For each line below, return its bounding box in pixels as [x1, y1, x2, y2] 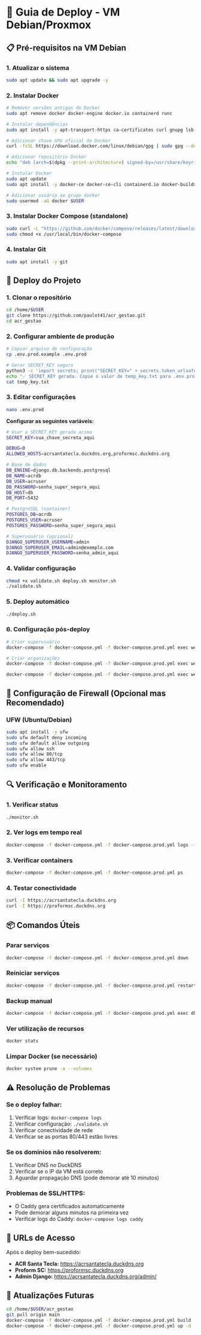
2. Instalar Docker [6, 91, 59, 99]
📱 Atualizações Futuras [6, 1290, 95, 1300]
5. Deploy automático [6, 598, 70, 606]
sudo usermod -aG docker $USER [6, 197, 84, 204]
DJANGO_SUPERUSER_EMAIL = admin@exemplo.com [6, 545, 114, 551]
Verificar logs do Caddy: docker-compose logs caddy [14, 1215, 144, 1223]
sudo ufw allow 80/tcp [6, 751, 63, 758]
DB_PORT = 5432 [6, 495, 39, 501]
